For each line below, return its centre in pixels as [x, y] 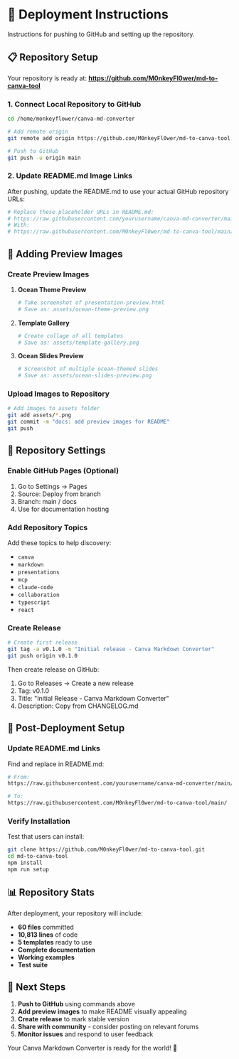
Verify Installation [39, 821]
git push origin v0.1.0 [43, 656]
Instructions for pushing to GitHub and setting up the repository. [101, 34]
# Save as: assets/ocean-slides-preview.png [85, 376]
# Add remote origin [38, 131]
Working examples [46, 957]
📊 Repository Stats [51, 892]
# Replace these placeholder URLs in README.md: [81, 212]
